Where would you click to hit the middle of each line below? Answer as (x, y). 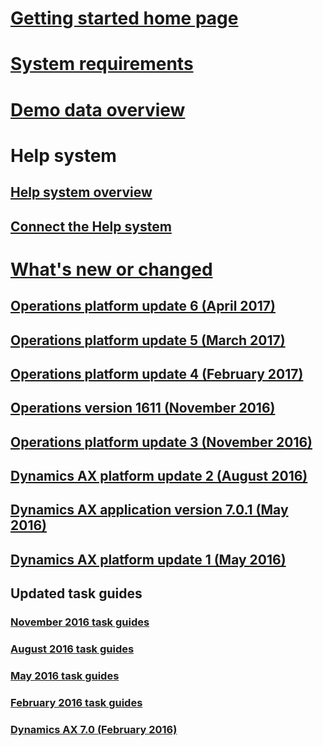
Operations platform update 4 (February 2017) (157, 373)
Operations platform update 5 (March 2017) (148, 340)
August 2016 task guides (72, 649)
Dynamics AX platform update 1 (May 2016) (148, 559)
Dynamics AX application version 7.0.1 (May (149, 510)
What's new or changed (111, 269)
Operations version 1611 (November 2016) (143, 408)
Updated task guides (76, 593)
